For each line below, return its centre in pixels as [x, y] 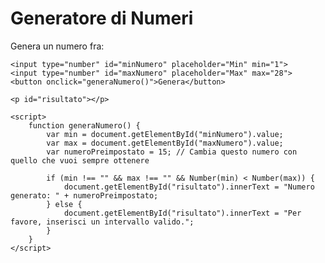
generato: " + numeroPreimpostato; [84, 195]
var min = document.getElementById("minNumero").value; [165, 134]
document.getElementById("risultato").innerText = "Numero [189, 187]
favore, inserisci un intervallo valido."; [102, 222]
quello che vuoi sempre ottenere [80, 160]
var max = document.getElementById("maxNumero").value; [165, 143]
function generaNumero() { [84, 125]
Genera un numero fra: [57, 46]
